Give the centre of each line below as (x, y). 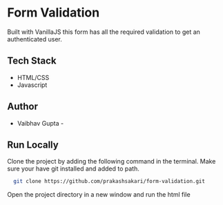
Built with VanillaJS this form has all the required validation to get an (104, 32)
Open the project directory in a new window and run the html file (99, 195)
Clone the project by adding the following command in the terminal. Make (111, 162)
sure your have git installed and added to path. (73, 169)
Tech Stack (32, 61)
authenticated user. (35, 39)
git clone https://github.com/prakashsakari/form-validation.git (109, 182)
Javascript (32, 85)
